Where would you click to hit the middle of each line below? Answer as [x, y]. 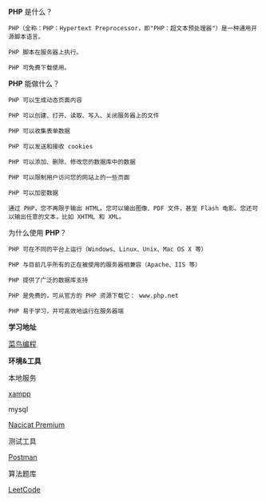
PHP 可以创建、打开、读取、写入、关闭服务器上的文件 [84, 116]
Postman [23, 457]
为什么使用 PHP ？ [38, 233]
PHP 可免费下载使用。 [39, 68]
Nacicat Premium [37, 425]
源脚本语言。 [26, 37]
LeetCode [25, 490]
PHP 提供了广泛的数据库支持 [48, 280]
